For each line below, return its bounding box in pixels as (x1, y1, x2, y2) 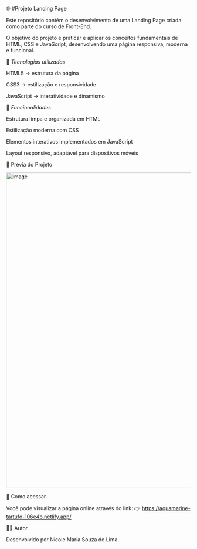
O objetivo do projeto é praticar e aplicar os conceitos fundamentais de (6, 35, 178, 41)
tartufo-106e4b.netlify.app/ (6, 513, 72, 520)
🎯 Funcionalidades (6, 104, 52, 111)
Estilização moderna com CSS (6, 127, 79, 134)
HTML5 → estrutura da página (6, 70, 79, 76)
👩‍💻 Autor (6, 525, 28, 531)
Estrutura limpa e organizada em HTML (6, 115, 101, 122)
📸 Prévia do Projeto (6, 161, 53, 168)
